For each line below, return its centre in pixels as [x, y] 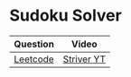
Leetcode [34, 59]
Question [34, 44]
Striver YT [84, 59]
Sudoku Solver [65, 16]
